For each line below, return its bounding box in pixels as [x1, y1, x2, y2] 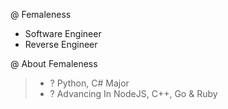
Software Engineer [24, 28, 102, 39]
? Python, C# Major [49, 77, 130, 89]
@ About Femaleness [10, 58, 98, 69]
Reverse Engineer [24, 39, 98, 50]
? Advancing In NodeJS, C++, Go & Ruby [49, 88, 218, 99]
